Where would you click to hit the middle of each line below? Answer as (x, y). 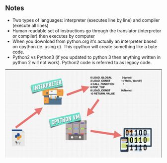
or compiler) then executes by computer (54, 36)
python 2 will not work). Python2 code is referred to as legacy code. (82, 62)
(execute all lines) (30, 25)
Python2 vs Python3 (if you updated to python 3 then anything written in (86, 57)
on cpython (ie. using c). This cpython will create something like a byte (85, 46)
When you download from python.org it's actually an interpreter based (84, 41)
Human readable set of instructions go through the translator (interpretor (87, 31)
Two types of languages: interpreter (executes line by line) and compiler (86, 20)
